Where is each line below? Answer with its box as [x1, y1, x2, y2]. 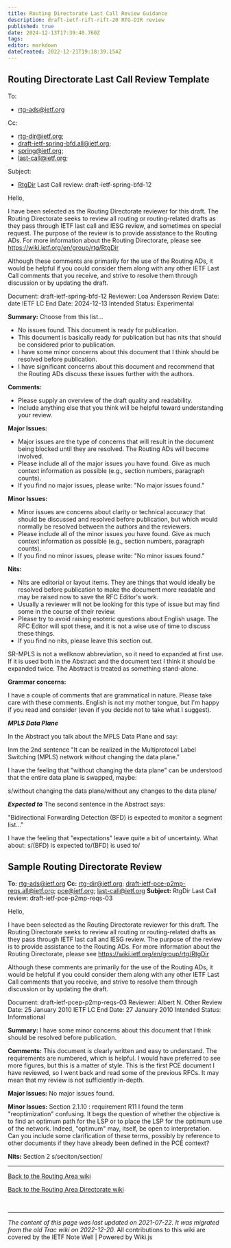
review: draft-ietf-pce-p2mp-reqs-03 [8, 894, 113, 902]
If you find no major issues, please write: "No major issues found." [17, 481, 205, 489]
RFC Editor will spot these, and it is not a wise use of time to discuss [17, 622, 211, 630]
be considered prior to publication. [17, 340, 116, 349]
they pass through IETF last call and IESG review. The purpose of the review [8, 935, 222, 943]
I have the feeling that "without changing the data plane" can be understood [8, 766, 222, 774]
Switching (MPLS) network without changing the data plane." [8, 752, 180, 761]
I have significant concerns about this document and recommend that [17, 362, 215, 371]
